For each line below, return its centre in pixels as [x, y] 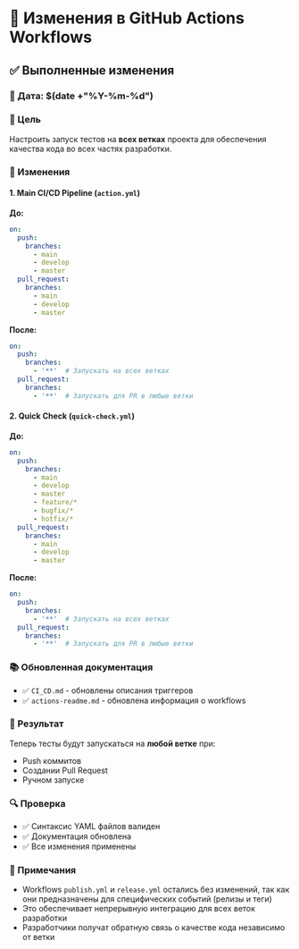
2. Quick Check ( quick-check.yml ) [72, 416]
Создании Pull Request [65, 770]
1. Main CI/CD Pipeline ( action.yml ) [75, 193]
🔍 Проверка [37, 803]
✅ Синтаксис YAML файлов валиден [91, 826]
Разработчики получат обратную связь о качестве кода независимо [154, 928]
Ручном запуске [53, 780]
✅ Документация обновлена [77, 836]
